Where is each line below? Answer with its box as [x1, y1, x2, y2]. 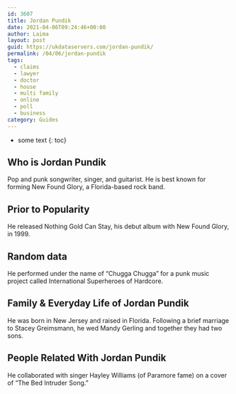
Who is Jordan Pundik [7, 156, 106, 169]
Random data [7, 250, 67, 262]
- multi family [13, 90, 59, 97]
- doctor [13, 76, 40, 84]
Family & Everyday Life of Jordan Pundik [7, 297, 189, 309]
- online [13, 97, 40, 104]
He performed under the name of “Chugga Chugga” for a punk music [7, 270, 210, 278]
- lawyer [13, 70, 40, 77]
